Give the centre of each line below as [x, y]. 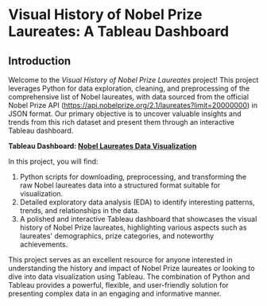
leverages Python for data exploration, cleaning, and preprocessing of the [129, 88]
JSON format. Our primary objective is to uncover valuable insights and [125, 114]
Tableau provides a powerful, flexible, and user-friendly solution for [118, 285]
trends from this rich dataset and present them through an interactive [121, 122]
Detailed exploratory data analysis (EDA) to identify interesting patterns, [137, 202]
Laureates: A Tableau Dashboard [119, 31]
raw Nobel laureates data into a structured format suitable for [120, 185]
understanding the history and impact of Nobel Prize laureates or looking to [132, 268]
